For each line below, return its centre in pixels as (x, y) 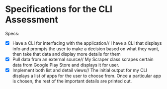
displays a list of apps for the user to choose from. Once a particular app (87, 76)
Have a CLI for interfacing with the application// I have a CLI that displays (87, 43)
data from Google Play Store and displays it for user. (66, 65)
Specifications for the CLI (59, 9)
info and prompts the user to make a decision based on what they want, (86, 49)
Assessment (32, 20)
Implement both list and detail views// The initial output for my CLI (80, 70)
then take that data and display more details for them (66, 54)
